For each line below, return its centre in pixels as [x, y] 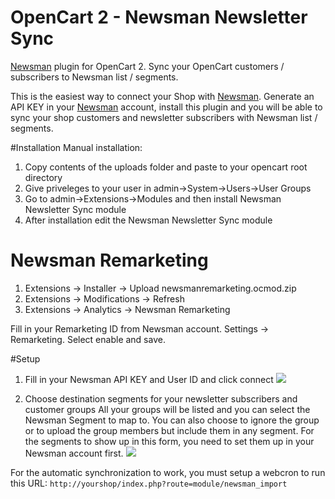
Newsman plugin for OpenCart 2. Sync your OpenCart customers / [147, 66]
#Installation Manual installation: [76, 147]
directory [43, 177]
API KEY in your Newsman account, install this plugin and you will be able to [166, 107]
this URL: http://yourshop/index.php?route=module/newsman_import [149, 483]
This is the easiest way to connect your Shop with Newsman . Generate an [162, 96]
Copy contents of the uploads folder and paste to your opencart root [166, 167]
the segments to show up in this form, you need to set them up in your [169, 441]
